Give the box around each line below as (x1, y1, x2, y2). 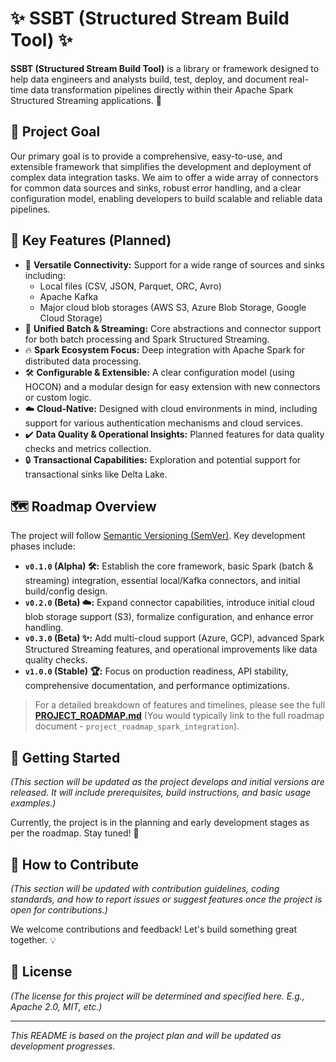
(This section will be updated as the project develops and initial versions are (10, 776, 325, 788)
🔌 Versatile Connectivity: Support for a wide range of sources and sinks (24, 258, 325, 271)
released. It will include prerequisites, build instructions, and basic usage (10, 787, 312, 799)
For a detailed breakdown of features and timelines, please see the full (34, 699, 326, 711)
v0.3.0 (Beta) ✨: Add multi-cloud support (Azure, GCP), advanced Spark (24, 632, 325, 644)
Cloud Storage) (39, 312, 103, 324)
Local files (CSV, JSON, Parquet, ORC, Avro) (39, 280, 222, 292)
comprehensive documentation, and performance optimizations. (24, 680, 290, 692)
